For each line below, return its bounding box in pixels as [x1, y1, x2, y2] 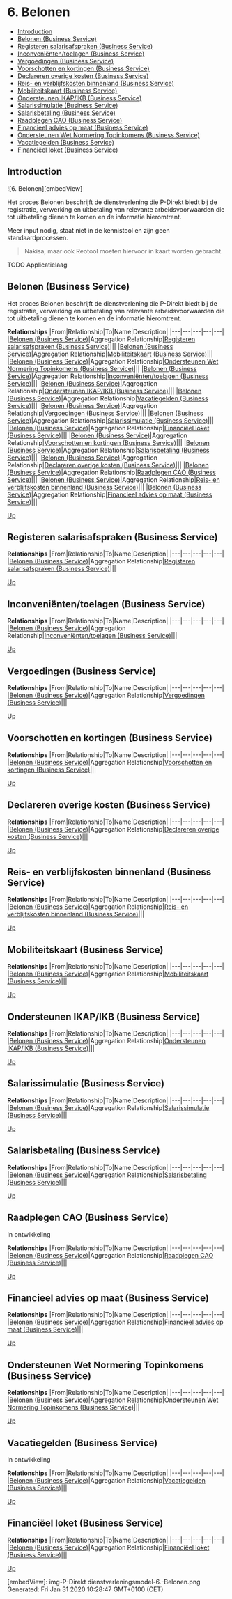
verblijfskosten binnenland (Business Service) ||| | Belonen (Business [7, 483, 202, 491]
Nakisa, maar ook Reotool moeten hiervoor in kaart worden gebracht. [24, 247, 223, 255]
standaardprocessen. [7, 233, 68, 242]
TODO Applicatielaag [7, 260, 68, 269]
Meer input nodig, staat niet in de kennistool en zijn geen [7, 226, 170, 234]
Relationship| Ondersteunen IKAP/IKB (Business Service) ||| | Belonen [7, 387, 202, 395]
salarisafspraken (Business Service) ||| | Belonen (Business [7, 342, 173, 350]
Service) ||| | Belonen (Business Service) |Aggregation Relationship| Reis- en [7, 475, 221, 484]
